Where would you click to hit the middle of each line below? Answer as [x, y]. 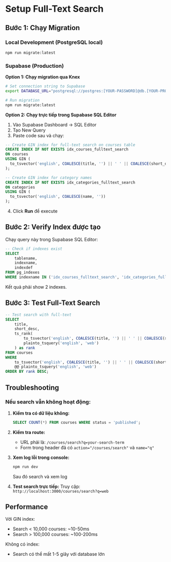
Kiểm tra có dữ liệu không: [41, 413]
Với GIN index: [20, 519]
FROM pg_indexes [22, 273]
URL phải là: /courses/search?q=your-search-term [72, 442]
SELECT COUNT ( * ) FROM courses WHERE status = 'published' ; [77, 422]
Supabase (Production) [35, 66]
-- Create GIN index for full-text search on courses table [70, 145]
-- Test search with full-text [38, 315]
